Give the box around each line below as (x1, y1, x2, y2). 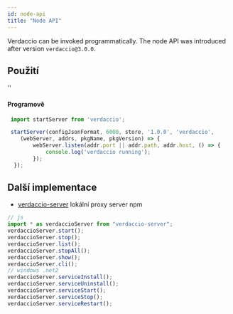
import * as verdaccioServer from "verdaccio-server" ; (7, 221, 173, 228)
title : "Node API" (7, 17, 62, 24)
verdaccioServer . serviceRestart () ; (7, 300, 113, 307)
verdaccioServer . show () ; (7, 253, 81, 261)
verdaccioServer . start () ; (7, 227, 84, 235)
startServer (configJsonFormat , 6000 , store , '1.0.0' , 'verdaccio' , (10, 129, 215, 136)
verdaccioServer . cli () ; (7, 261, 78, 268)
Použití (7, 65, 39, 77)
